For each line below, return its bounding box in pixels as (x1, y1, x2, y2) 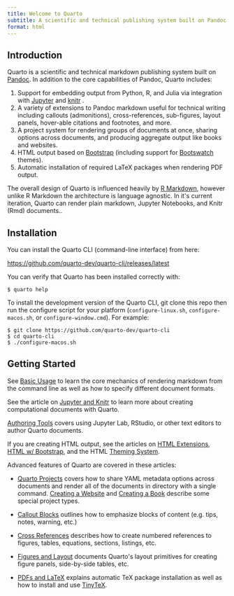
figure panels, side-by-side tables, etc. (17, 560, 129, 568)
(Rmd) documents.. (7, 207, 63, 215)
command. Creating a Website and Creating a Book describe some (17, 489, 210, 497)
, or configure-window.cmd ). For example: (32, 313, 149, 321)
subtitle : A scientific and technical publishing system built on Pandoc (7, 17, 227, 24)
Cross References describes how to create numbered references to (17, 531, 212, 539)
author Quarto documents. (7, 426, 84, 434)
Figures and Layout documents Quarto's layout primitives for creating (17, 552, 218, 560)
